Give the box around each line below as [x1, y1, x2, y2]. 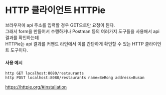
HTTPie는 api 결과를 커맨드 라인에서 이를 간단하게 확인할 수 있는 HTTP [5, 40, 144, 46]
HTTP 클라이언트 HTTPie [5, 4, 106, 16]
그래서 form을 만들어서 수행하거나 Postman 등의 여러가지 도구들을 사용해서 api [5, 28, 159, 34]
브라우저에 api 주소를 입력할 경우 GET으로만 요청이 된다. [5, 22, 115, 28]
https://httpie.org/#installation [5, 84, 67, 90]
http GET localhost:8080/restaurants [5, 71, 84, 76]
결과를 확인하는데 [5, 34, 39, 40]
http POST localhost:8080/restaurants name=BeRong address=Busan [5, 75, 144, 80]
